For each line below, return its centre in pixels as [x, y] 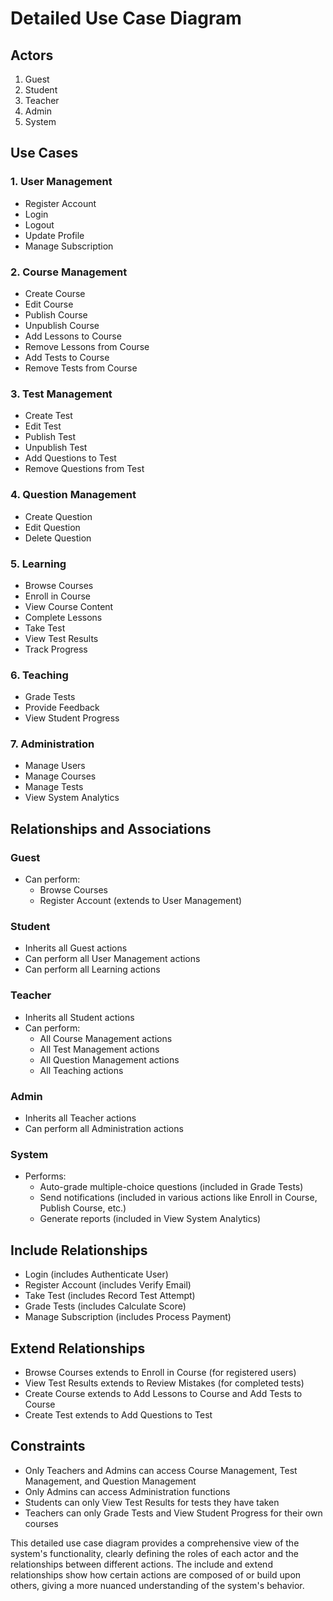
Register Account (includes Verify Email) [108, 1285]
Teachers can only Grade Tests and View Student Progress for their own [173, 1513]
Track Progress [56, 649]
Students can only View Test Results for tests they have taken [152, 1502]
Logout [39, 224]
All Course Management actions [106, 1038]
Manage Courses [60, 776]
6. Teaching [39, 675]
